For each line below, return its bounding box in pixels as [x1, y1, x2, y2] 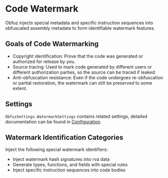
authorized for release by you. [12, 58, 76, 65]
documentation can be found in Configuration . [5, 118, 102, 125]
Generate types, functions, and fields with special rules [12, 162, 128, 168]
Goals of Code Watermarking [5, 40, 99, 48]
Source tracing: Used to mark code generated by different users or [12, 64, 152, 70]
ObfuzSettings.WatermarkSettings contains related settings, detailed [5, 113, 148, 119]
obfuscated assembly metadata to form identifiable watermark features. [5, 25, 155, 31]
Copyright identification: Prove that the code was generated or [12, 53, 143, 59]
